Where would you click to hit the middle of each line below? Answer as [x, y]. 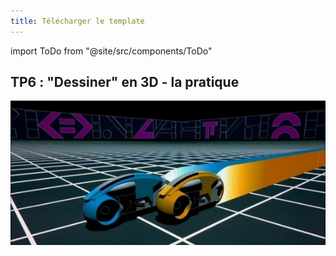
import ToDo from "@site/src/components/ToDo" [111, 51]
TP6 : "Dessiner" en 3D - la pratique [125, 82]
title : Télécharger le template [77, 21]
